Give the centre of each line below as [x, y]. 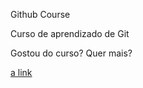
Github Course [40, 14]
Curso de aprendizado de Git [70, 33]
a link [21, 72]
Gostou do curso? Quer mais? [71, 53]
